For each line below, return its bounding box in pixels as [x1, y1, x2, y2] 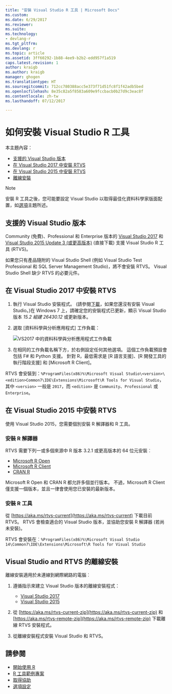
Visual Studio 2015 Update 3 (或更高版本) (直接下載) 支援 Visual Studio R [5, 240, 158, 246]
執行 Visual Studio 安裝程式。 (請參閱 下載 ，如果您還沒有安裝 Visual [12, 301, 155, 307]
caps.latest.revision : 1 [5, 60, 59, 65]
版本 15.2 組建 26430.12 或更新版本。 [12, 314, 91, 320]
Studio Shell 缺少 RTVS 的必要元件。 [5, 270, 82, 276]
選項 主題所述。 [18, 202, 50, 208]
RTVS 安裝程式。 [18, 622, 55, 628]
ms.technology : [5, 31, 38, 36]
